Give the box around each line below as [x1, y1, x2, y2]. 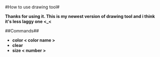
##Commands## [5, 28, 39, 33]
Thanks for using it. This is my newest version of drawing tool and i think [5, 14, 155, 19]
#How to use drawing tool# [5, 4, 60, 10]
